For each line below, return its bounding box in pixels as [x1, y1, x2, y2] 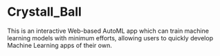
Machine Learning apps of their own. [7, 41, 112, 49]
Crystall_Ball [7, 4, 82, 20]
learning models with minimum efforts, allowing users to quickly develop [7, 33, 213, 42]
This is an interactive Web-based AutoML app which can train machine [7, 27, 210, 35]
